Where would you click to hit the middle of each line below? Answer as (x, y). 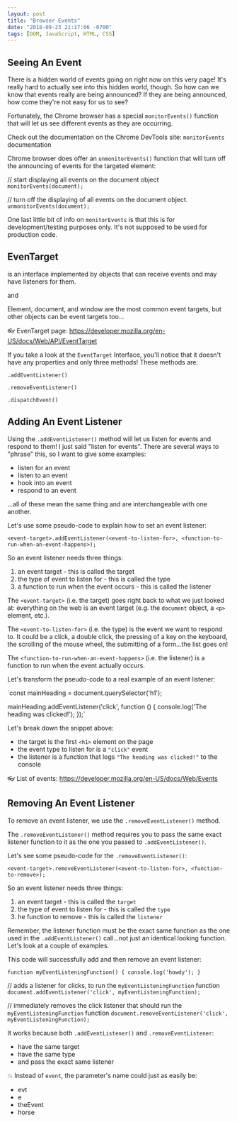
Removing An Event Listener (71, 803)
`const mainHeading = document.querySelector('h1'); (85, 693)
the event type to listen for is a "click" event (83, 749)
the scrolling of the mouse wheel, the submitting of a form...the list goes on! (118, 644)
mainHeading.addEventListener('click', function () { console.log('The (107, 706)
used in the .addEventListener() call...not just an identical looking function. (117, 938)
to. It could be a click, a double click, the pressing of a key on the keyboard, (117, 636)
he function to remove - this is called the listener (90, 916)
